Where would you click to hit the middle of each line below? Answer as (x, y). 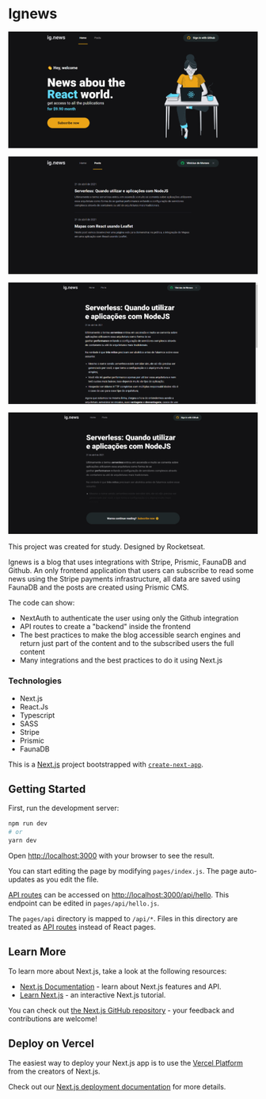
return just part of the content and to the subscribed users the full (127, 644)
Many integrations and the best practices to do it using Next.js (121, 660)
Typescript (37, 715)
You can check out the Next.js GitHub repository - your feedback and (122, 1010)
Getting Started (47, 789)
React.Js (34, 706)
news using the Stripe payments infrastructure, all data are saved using (124, 579)
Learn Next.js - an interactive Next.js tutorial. (93, 995)
